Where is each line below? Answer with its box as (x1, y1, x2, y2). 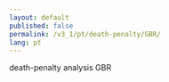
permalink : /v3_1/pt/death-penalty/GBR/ (9, 29, 162, 38)
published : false (9, 21, 74, 30)
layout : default (9, 12, 69, 22)
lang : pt (9, 37, 42, 47)
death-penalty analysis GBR (9, 62, 112, 73)
